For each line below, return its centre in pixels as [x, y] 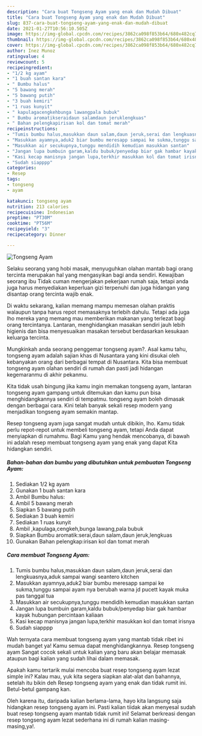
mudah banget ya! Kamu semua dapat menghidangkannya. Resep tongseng [100, 645]
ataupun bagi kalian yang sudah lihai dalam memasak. [73, 658]
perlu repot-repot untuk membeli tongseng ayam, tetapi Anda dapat [91, 429]
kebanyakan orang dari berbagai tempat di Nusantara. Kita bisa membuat [97, 362]
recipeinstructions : [33, 129]
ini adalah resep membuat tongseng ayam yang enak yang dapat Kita [92, 442]
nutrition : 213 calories [38, 207]
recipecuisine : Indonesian [40, 212]
